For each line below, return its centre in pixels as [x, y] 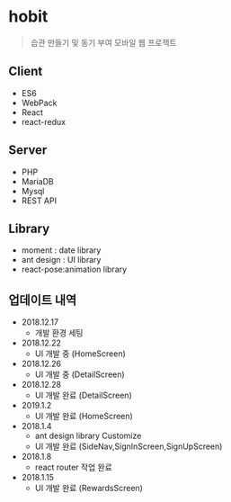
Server [28, 150]
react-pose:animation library [74, 269]
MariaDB [38, 181]
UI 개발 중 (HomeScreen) [80, 354]
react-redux [44, 121]
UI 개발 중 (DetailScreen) [80, 374]
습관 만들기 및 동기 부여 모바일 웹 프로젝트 [103, 42]
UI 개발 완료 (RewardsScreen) [89, 489]
